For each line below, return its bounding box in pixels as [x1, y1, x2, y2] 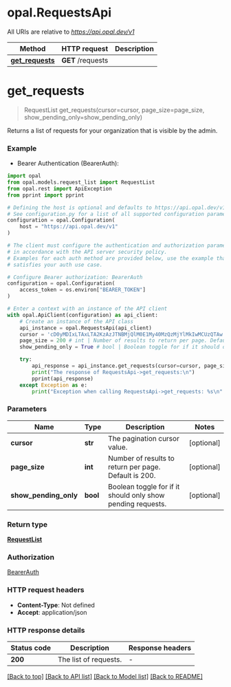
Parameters [7, 404, 47, 414]
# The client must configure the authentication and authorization [7, 242, 205, 249]
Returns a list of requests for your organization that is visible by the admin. [7, 126, 218, 135]
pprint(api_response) [32, 375, 94, 382]
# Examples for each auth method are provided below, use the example [7, 254, 214, 262]
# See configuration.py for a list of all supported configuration [7, 210, 205, 217]
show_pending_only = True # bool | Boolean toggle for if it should [19, 344, 220, 351]
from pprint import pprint [7, 191, 85, 199]
